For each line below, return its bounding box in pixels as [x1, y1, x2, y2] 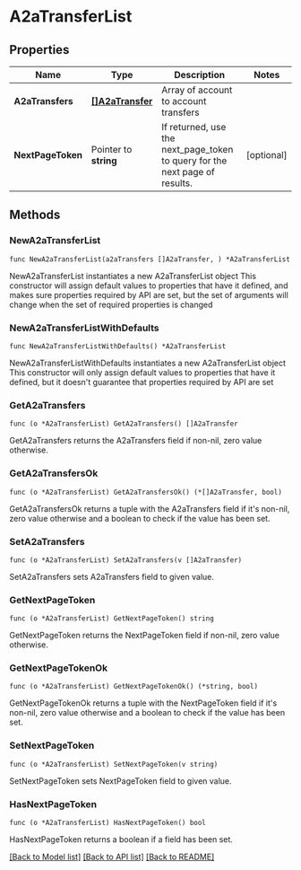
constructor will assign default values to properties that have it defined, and [9, 280, 288, 291]
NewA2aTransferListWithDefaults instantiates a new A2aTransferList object [9, 357, 287, 368]
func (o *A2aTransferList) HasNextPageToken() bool [9, 819, 206, 828]
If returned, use [160, 121, 227, 133]
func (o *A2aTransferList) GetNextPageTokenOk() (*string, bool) [9, 682, 258, 691]
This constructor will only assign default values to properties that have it [9, 366, 276, 378]
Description [174, 69, 226, 81]
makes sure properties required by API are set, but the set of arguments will [9, 289, 288, 300]
